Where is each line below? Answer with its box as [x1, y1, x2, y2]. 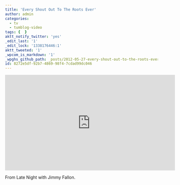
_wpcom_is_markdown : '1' [5, 52, 55, 57]
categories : [5, 16, 29, 21]
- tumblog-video [9, 25, 42, 30]
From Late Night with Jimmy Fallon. [5, 174, 76, 180]
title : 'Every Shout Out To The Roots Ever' [5, 7, 97, 12]
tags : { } [5, 30, 27, 34]
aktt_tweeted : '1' [5, 48, 42, 52]
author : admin [5, 12, 34, 17]
